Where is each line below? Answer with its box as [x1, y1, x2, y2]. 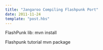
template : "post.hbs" [5, 16, 50, 21]
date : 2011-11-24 [5, 12, 41, 17]
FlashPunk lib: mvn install [5, 30, 57, 36]
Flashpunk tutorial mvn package [5, 39, 71, 45]
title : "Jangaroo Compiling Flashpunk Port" [5, 7, 99, 12]
